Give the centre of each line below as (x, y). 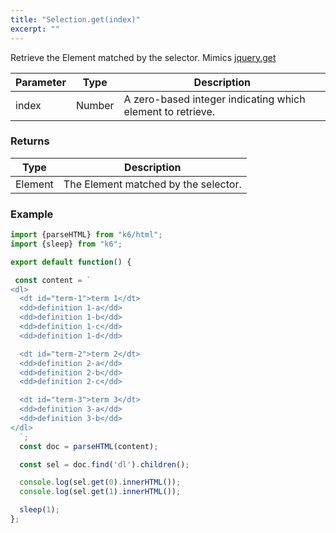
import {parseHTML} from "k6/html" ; (86, 235)
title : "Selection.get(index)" (75, 19)
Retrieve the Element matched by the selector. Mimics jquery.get (143, 57)
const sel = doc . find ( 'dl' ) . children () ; (104, 464)
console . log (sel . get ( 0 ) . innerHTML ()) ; (100, 482)
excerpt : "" (35, 29)
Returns (30, 141)
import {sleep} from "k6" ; (66, 244)
